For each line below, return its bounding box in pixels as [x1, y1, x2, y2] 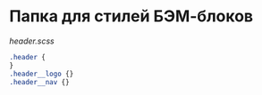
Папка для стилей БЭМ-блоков [9, 6, 253, 27]
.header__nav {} [9, 77, 70, 86]
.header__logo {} [9, 69, 74, 78]
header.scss [9, 36, 55, 46]
